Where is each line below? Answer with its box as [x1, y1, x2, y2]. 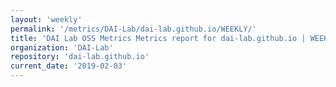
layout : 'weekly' [10, 14, 83, 25]
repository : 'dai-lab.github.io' [10, 52, 150, 62]
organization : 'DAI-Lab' [10, 42, 114, 53]
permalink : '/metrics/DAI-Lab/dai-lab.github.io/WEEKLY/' [10, 24, 257, 34]
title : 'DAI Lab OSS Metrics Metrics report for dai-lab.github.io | [10, 33, 307, 43]
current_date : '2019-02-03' [10, 61, 128, 71]
